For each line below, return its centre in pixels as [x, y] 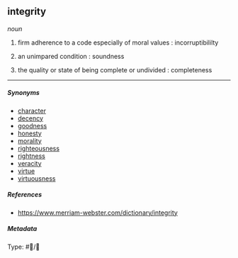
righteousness [39, 148]
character [32, 111]
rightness [32, 156]
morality [30, 140]
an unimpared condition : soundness [71, 56]
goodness [32, 125]
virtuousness [36, 178]
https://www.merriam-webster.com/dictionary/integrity [98, 213]
